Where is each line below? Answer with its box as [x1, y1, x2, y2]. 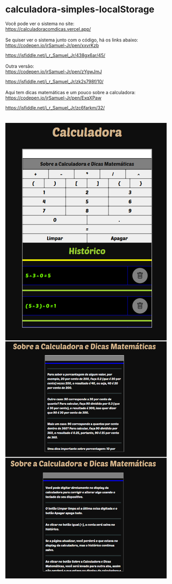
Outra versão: [5, 63, 34, 69]
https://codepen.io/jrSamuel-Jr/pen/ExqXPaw [5, 95, 101, 101]
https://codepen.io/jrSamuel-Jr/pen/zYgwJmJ [5, 68, 102, 75]
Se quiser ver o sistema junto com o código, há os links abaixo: [5, 37, 138, 43]
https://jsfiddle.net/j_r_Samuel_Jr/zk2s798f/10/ [5, 78, 104, 84]
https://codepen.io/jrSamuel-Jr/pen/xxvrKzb [5, 42, 99, 48]
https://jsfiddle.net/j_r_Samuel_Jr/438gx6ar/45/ [5, 52, 106, 58]
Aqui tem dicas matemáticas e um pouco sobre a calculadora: [5, 89, 136, 95]
